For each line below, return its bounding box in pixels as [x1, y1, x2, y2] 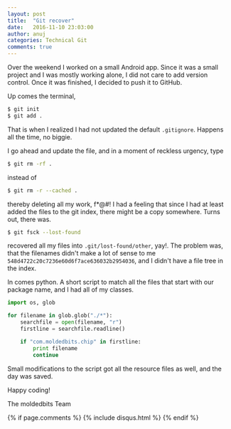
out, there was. [7, 215, 52, 223]
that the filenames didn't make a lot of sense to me [7, 249, 156, 258]
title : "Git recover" [7, 17, 75, 24]
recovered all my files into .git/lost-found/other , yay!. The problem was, [7, 241, 224, 250]
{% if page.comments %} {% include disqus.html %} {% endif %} [7, 413, 199, 422]
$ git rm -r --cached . [7, 186, 78, 194]
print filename [33, 344, 78, 352]
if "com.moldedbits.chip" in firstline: [20, 338, 141, 345]
